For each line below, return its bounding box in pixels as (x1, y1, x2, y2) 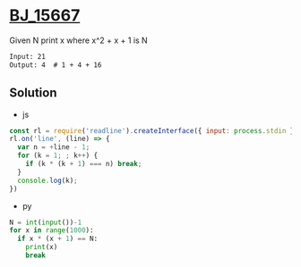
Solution (9, 86, 57, 101)
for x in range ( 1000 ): (9, 226, 94, 235)
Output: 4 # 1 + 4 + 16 (9, 60, 102, 70)
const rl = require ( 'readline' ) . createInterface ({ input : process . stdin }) (9, 126, 298, 135)
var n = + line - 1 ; (17, 143, 90, 152)
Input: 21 (9, 52, 47, 61)
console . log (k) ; (17, 176, 78, 185)
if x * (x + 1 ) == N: (17, 234, 99, 244)
